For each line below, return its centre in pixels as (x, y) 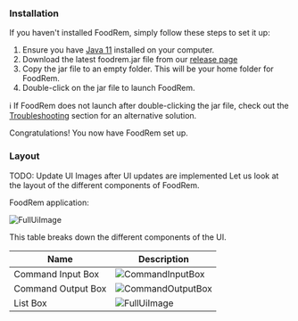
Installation (34, 13)
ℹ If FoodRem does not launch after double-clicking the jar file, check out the (149, 106)
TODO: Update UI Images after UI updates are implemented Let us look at (144, 176)
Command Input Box (57, 274)
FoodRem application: (49, 202)
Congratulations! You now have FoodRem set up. (99, 133)
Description (163, 259)
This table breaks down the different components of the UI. (118, 237)
